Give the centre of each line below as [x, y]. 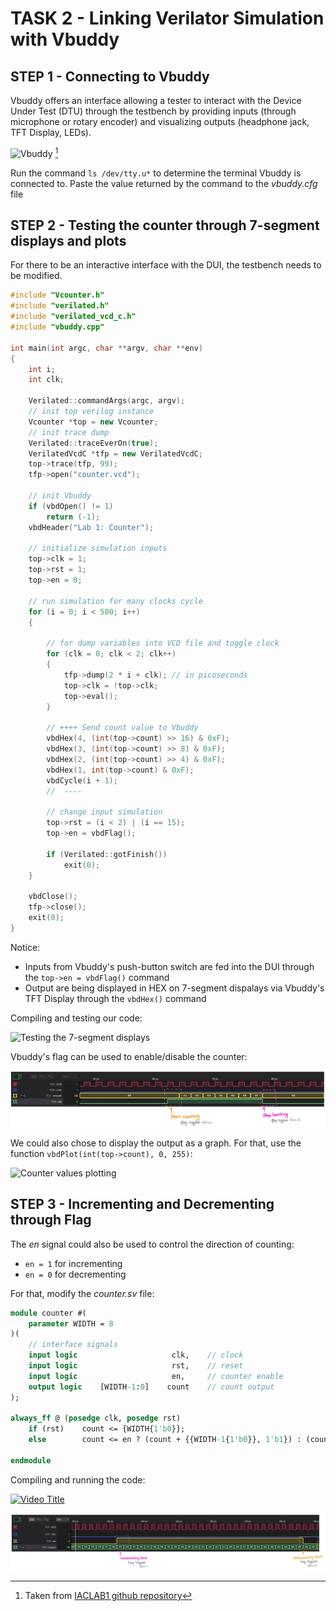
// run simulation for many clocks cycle [115, 601]
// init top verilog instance [91, 412]
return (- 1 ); [73, 517]
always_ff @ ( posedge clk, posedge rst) [96, 1418]
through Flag [51, 1220]
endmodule [31, 1460]
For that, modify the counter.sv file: [82, 1293]
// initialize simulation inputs [98, 548]
